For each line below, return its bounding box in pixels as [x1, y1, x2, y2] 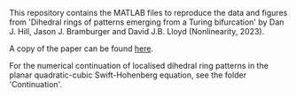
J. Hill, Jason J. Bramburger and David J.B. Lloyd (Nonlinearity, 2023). [9, 26, 265, 36]
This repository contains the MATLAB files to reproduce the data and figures [9, 8, 288, 18]
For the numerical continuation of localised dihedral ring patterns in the [9, 61, 269, 71]
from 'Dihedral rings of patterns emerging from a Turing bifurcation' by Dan [9, 17, 284, 27]
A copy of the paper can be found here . [9, 43, 153, 54]
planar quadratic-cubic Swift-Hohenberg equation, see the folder [9, 70, 246, 80]
